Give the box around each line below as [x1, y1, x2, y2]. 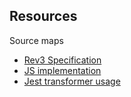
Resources [9, 8, 78, 25]
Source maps [9, 34, 64, 46]
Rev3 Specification [23, 54, 102, 66]
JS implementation [23, 64, 102, 76]
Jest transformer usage [23, 75, 121, 87]
